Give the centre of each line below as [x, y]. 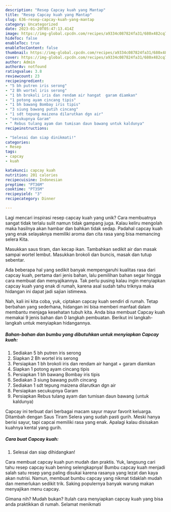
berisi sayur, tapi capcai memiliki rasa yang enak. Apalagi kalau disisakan [82, 422]
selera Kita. [17, 239]
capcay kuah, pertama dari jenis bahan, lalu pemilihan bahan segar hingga [83, 275]
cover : [12, 57]
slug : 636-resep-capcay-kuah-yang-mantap [50, 19]
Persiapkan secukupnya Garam [45, 390]
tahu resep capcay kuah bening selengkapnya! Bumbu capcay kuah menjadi [85, 467]
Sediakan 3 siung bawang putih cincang [55, 380]
